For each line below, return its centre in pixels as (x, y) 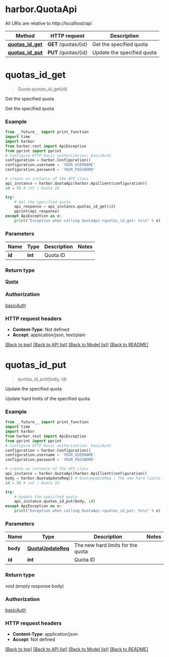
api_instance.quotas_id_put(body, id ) (55, 501)
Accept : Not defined (34, 639)
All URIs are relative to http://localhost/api (49, 23)
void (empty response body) (35, 586)
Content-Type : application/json (45, 634)
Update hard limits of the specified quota (48, 399)
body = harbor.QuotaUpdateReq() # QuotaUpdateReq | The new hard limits (83, 478)
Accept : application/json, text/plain (49, 335)
